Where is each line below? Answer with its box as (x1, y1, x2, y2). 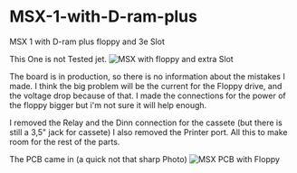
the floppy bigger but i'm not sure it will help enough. (9, 99, 207, 110)
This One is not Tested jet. (9, 53, 107, 64)
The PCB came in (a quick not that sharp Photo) (9, 153, 187, 164)
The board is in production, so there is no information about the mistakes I (9, 70, 285, 82)
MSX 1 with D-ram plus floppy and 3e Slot (9, 36, 166, 47)
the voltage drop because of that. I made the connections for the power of (9, 90, 287, 101)
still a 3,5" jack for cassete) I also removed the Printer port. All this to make (9, 126, 288, 137)
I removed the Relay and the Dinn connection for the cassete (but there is (9, 117, 283, 128)
